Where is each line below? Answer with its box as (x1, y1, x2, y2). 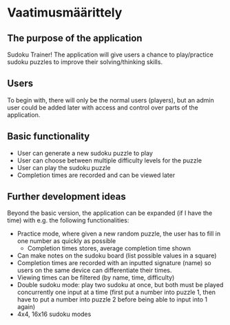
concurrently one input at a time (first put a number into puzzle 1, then (17, 288, 216, 297)
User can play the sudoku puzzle (17, 163, 111, 171)
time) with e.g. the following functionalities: (7, 216, 129, 224)
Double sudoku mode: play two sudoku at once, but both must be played (17, 281, 224, 289)
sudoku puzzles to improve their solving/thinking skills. (7, 58, 163, 66)
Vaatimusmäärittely (7, 5, 123, 21)
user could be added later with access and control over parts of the (7, 103, 198, 112)
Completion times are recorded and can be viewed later (17, 171, 176, 179)
